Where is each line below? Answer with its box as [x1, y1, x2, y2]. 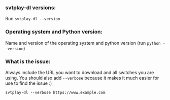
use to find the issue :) [5, 80, 52, 86]
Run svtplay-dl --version [5, 16, 60, 22]
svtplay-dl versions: [5, 4, 56, 11]
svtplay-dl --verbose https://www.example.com [5, 90, 106, 95]
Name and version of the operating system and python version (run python [5, 40, 161, 46]
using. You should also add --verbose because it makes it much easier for [5, 75, 159, 81]
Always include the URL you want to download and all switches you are [5, 69, 154, 75]
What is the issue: [5, 58, 51, 65]
